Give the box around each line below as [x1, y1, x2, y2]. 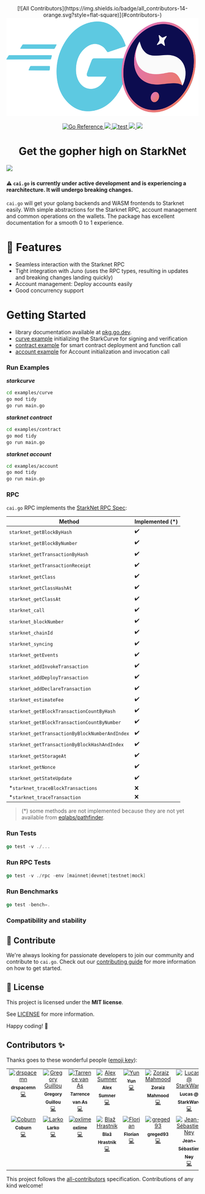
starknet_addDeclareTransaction [9, 686, 92, 693]
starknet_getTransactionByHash [9, 552, 88, 558]
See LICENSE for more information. [6, 1010, 95, 1018]
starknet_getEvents [9, 652, 59, 659]
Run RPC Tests [6, 858, 51, 866]
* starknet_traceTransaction [9, 793, 81, 800]
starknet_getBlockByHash [9, 529, 72, 535]
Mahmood [146, 1092, 170, 1098]
